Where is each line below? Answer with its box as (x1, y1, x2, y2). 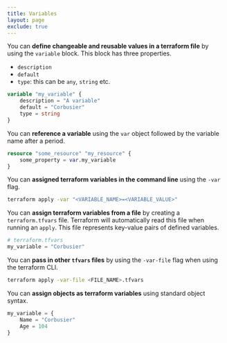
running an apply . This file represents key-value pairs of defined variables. (7, 223, 219, 232)
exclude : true (7, 23, 48, 30)
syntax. (7, 296, 28, 305)
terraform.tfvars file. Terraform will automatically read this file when (7, 216, 204, 225)
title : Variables (7, 10, 57, 17)
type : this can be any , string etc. (17, 78, 111, 86)
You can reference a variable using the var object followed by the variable (7, 129, 220, 137)
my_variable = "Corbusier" (7, 243, 85, 250)
